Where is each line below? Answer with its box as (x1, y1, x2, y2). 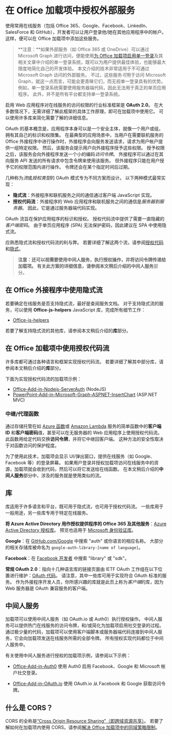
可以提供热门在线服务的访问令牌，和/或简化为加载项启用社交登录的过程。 (9, 622, 164, 629)
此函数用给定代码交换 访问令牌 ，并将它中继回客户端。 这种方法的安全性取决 (5, 436, 164, 442)
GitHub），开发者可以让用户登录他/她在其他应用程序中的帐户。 (35, 29, 166, 35)
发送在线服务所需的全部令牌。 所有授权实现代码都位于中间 (40, 635, 164, 641)
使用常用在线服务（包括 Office (5, 23, 69, 29)
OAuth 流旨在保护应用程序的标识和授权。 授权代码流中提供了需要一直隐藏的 (5, 215, 165, 221)
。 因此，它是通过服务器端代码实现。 (21, 205, 100, 211)
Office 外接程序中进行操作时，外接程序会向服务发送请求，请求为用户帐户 (5, 138, 159, 144)
